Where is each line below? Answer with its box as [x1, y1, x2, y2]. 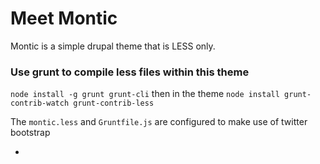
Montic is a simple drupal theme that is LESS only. [10, 40, 216, 52]
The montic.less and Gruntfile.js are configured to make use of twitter [10, 116, 308, 128]
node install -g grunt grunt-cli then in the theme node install [10, 88, 280, 100]
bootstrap [10, 127, 51, 139]
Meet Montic [10, 7, 118, 30]
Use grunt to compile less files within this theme [10, 65, 250, 79]
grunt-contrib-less [73, 98, 155, 109]
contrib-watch [10, 98, 70, 109]
